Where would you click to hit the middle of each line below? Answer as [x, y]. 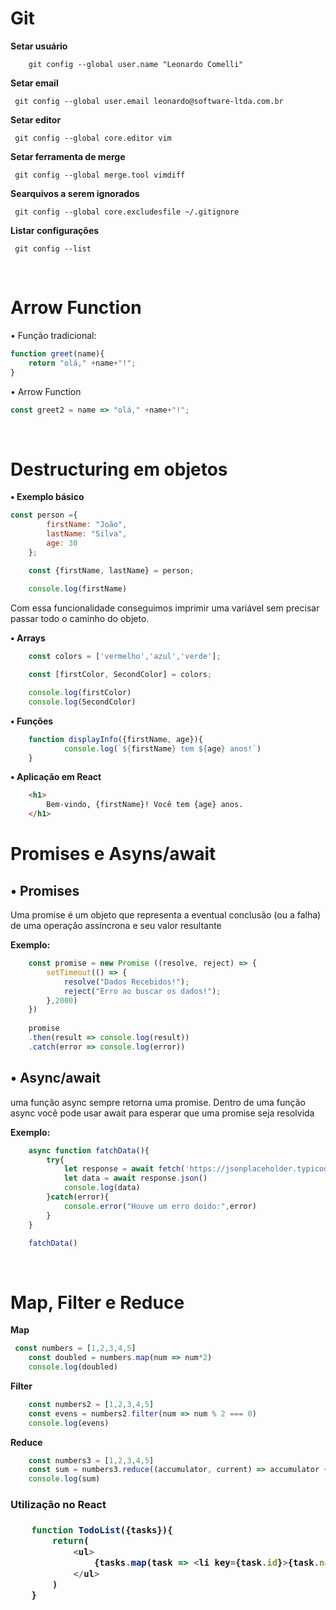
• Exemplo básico [47, 497]
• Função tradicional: [53, 335]
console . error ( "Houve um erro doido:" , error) [160, 1206]
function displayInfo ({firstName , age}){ [115, 739]
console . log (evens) [69, 1423]
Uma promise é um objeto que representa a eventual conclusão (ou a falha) [166, 915]
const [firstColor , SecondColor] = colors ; [120, 675]
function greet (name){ [57, 353]
